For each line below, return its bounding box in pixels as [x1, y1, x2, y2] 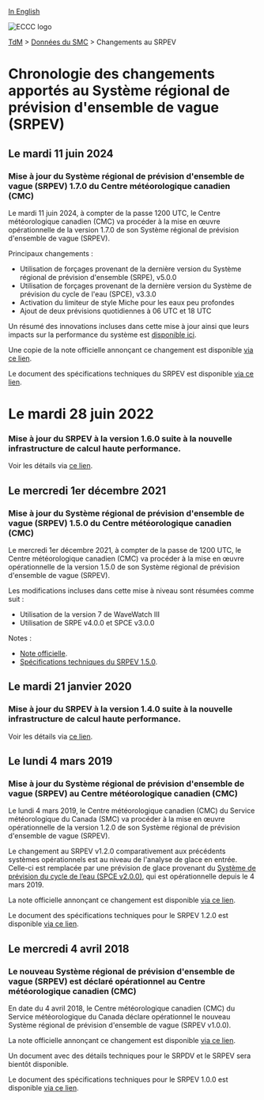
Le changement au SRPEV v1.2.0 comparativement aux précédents [8, 846, 226, 856]
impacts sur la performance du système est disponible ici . [8, 330, 197, 339]
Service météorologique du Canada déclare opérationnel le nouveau [8, 1012, 231, 1022]
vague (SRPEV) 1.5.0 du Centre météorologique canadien [8, 517, 232, 528]
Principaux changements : [8, 248, 93, 258]
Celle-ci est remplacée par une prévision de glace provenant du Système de [8, 864, 257, 873]
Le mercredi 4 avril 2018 [8, 942, 130, 955]
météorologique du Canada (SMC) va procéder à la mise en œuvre [8, 815, 225, 824]
